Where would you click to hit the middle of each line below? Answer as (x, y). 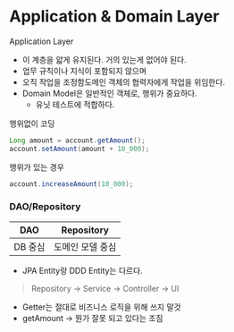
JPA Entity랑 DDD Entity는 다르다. (82, 270)
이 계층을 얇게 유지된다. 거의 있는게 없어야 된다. (104, 59)
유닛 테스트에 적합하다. (75, 104)
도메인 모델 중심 (85, 246)
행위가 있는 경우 (37, 166)
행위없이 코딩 (32, 123)
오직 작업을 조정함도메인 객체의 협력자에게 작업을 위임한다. (124, 81)
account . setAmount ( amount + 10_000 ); (79, 149)
